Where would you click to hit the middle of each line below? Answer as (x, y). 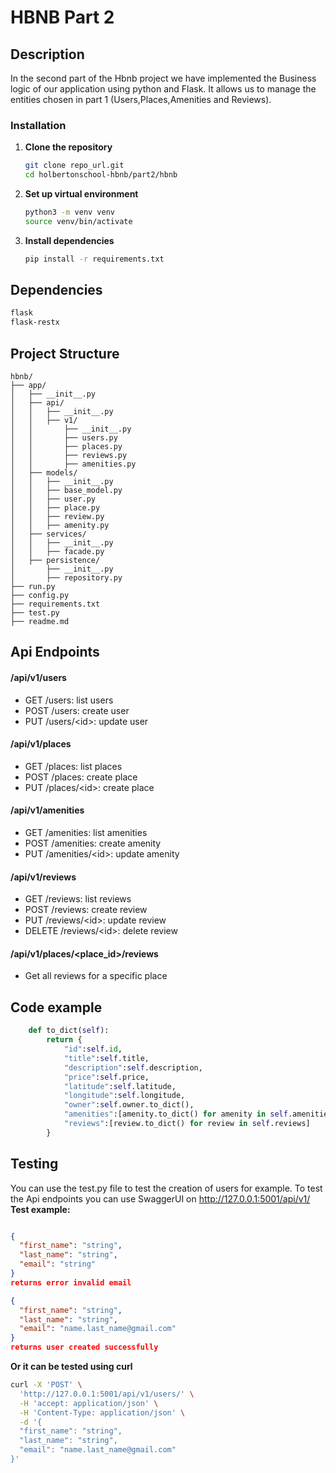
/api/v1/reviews (43, 877)
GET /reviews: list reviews (78, 899)
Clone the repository (68, 147)
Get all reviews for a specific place (96, 976)
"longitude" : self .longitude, (124, 1096)
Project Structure (65, 353)
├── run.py (33, 587)
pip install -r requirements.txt (94, 259)
